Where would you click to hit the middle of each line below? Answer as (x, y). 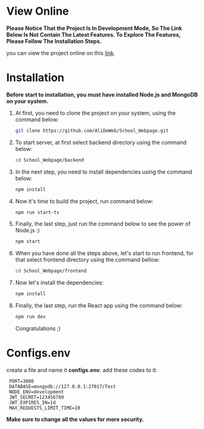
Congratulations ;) (38, 328)
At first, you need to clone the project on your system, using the (95, 113)
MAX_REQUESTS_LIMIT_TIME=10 (45, 408)
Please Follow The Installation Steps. (54, 41)
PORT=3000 (21, 381)
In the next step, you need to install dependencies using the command (104, 172)
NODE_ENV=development (36, 392)
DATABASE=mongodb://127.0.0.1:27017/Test (62, 386)
